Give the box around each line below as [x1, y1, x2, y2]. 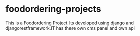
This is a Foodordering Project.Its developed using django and [5, 20, 134, 26]
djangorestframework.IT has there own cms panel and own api [5, 25, 135, 31]
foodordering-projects [5, 3, 102, 15]
